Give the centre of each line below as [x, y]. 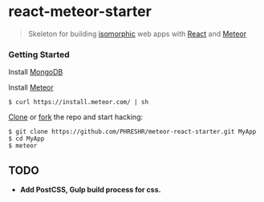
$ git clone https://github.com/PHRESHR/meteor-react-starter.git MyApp [132, 132]
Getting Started [39, 55]
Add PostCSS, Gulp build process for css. [90, 190]
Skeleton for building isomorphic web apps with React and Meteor [137, 34]
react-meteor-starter [80, 12]
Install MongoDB [36, 72]
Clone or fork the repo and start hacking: [75, 117]
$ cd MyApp [26, 139]
